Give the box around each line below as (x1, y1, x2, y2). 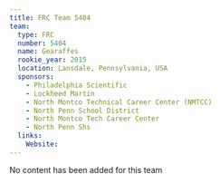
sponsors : (17, 72, 54, 82)
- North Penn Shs (25, 123, 91, 132)
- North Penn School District (25, 106, 140, 115)
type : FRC (17, 30, 54, 39)
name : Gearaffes (17, 47, 79, 56)
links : (17, 131, 43, 140)
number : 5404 (17, 38, 67, 48)
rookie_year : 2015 (17, 55, 88, 64)
